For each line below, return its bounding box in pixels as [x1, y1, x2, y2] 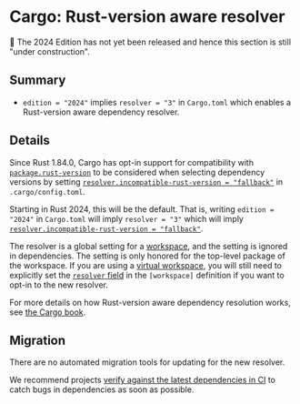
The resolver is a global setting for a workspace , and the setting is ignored [9, 240, 288, 251]
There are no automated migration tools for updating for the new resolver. [9, 357, 285, 368]
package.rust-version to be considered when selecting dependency [9, 167, 265, 177]
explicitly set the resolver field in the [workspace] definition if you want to [9, 269, 285, 280]
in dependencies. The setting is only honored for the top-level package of [9, 250, 286, 261]
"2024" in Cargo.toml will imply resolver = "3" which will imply [9, 213, 244, 224]
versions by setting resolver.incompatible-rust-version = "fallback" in [9, 176, 284, 187]
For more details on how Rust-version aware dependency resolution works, [9, 297, 291, 308]
